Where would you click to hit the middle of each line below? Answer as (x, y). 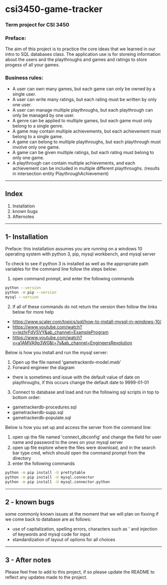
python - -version (23, 288)
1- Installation (27, 237)
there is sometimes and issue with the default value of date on (76, 377)
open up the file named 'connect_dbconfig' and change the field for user (87, 437)
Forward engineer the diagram (43, 367)
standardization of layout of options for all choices (64, 540)
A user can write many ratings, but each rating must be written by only (84, 99)
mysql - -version (22, 297)
